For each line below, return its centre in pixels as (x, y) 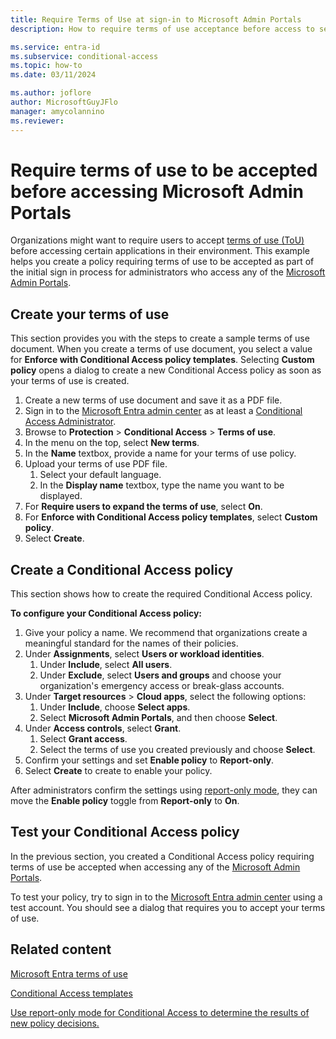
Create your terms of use (90, 314)
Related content (61, 949)
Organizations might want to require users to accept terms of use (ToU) (157, 240)
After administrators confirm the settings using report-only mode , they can (164, 790)
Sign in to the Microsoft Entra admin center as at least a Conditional (163, 411)
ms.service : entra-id (55, 47)
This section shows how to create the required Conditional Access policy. (161, 594)
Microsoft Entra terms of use (69, 973)
